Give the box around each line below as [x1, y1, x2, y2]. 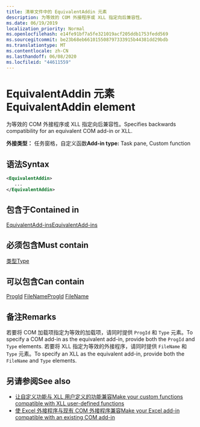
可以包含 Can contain [6, 276, 84, 286]
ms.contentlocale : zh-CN [6, 48, 69, 54]
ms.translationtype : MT [6, 43, 66, 49]
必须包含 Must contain [6, 240, 89, 250]
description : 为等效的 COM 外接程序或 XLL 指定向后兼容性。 [6, 14, 145, 20]
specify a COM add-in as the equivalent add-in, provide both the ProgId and [6, 336, 195, 343]
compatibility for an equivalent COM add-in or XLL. [6, 127, 133, 135]
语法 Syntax [6, 159, 49, 169]
